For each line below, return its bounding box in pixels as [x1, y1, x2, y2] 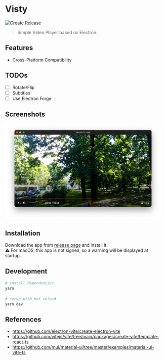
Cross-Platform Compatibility [12, 57, 72, 63]
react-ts [12, 339, 29, 345]
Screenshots [5, 110, 45, 119]
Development [5, 267, 48, 275]
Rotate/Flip [12, 84, 35, 90]
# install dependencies [5, 281, 54, 286]
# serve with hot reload [5, 296, 56, 301]
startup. [5, 253, 21, 259]
